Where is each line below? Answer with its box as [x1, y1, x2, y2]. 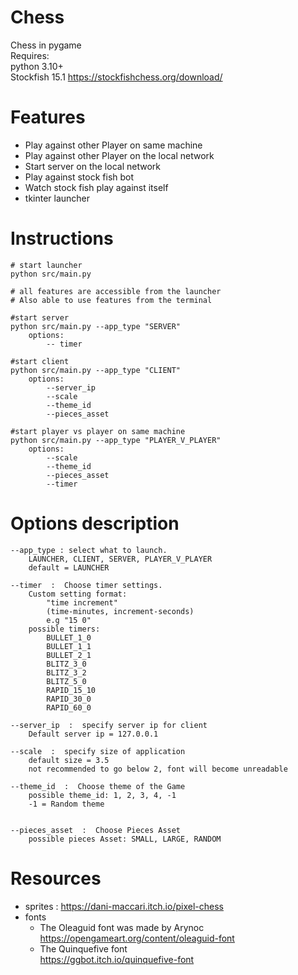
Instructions [10, 227, 114, 250]
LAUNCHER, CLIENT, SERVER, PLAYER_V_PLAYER [28, 554, 213, 564]
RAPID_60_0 [46, 702, 92, 713]
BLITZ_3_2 [46, 667, 87, 678]
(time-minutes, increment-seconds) [46, 606, 195, 616]
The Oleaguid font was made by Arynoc [39, 921, 205, 933]
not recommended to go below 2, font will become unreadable [28, 764, 288, 774]
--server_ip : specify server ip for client [10, 720, 208, 730]
